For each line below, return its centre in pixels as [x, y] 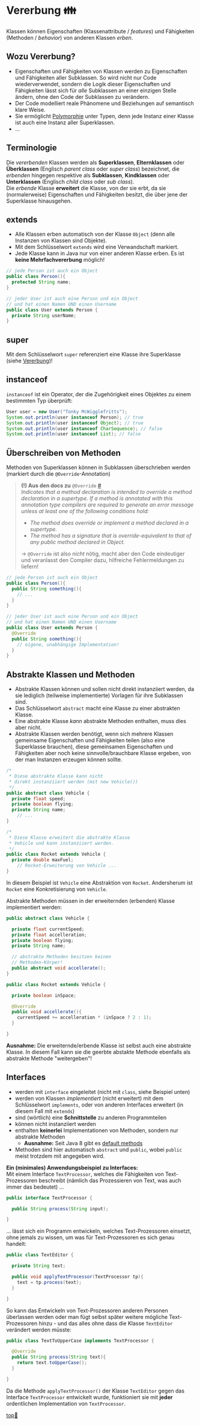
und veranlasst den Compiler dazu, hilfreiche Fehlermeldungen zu [102, 560]
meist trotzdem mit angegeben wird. [60, 1156]
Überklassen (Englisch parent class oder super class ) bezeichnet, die [93, 169]
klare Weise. [30, 109]
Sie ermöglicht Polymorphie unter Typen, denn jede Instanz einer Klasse [104, 116]
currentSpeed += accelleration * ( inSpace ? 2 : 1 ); [84, 1018]
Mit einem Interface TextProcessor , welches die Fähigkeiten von [85, 1174]
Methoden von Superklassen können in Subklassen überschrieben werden [98, 467]
